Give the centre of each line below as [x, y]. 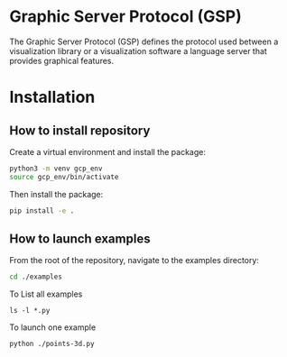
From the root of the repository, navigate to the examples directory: [134, 261]
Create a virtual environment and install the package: [107, 151]
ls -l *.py [30, 311]
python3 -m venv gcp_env [56, 169]
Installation [52, 97]
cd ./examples [36, 277]
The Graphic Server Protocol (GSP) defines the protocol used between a [144, 41]
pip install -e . [42, 211]
